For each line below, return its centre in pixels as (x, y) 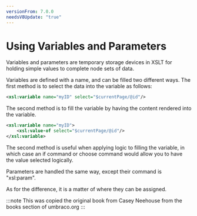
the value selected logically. (40, 160)
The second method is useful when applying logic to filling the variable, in (96, 147)
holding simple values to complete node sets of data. (70, 69)
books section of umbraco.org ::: (46, 207)
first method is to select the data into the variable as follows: (79, 87)
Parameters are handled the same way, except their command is (84, 171)
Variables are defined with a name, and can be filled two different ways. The (98, 80)
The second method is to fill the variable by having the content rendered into (99, 108)
